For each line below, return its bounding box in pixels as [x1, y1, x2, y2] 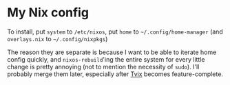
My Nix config [7, 5, 90, 21]
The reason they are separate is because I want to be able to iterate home [7, 48, 217, 56]
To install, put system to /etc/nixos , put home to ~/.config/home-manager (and [7, 27, 224, 36]
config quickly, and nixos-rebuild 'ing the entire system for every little [7, 55, 205, 63]
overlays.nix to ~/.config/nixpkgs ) [7, 34, 108, 42]
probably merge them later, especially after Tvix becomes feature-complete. [7, 70, 224, 78]
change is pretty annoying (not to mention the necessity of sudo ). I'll [7, 62, 200, 71]
